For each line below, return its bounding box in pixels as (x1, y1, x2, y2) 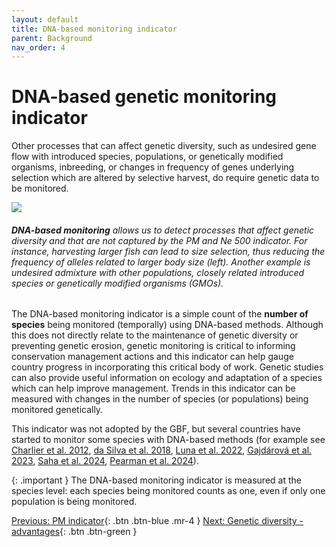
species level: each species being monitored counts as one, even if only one (11, 485, 326, 497)
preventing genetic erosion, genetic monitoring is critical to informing (11, 340, 296, 352)
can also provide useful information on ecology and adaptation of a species (11, 372, 323, 384)
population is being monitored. (11, 496, 138, 508)
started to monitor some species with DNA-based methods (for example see (11, 434, 326, 446)
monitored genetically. (11, 404, 104, 416)
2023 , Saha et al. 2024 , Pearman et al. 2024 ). (11, 455, 199, 467)
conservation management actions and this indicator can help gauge (11, 351, 294, 363)
